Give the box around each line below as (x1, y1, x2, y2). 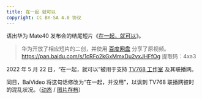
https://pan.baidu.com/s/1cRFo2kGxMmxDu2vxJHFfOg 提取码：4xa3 (21, 52, 196, 60)
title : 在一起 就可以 (6, 9, 56, 15)
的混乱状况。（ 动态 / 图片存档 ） (6, 86, 84, 93)
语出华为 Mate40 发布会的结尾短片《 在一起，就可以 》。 (6, 32, 144, 39)
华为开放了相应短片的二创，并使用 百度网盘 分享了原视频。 (21, 45, 170, 52)
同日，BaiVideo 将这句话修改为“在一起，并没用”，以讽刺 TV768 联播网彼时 (6, 78, 195, 86)
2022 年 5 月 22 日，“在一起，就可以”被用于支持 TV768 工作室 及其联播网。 (6, 65, 197, 73)
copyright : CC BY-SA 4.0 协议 (6, 15, 81, 21)
